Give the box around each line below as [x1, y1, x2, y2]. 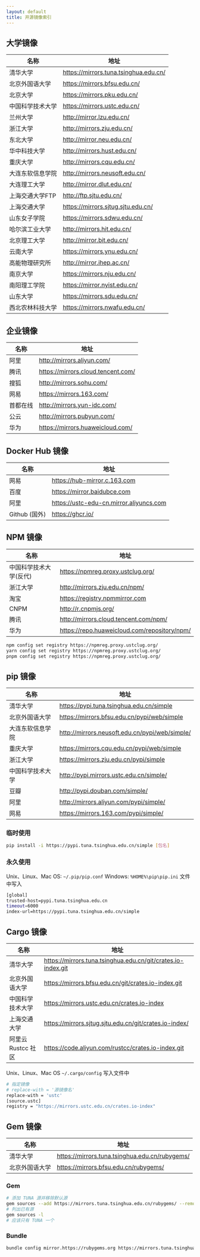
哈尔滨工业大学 [9, 225, 52, 233]
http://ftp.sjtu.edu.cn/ [62, 192, 122, 200]
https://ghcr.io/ [51, 510, 94, 518]
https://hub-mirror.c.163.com [51, 476, 136, 484]
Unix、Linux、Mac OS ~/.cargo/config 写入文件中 [6, 1069, 130, 1076]
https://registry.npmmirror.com [60, 594, 146, 602]
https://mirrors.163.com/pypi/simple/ [59, 809, 164, 818]
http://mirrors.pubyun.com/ [39, 412, 115, 421]
